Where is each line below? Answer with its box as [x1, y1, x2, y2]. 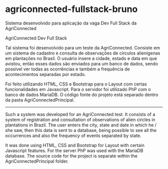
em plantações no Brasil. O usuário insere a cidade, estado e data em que [5, 55, 157, 61]
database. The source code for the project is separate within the [5, 152, 137, 158]
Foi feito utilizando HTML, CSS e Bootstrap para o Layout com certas [5, 81, 147, 87]
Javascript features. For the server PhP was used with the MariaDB [5, 147, 143, 153]
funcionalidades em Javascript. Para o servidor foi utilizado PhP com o [5, 86, 151, 92]
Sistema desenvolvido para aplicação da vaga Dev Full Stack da [5, 20, 137, 26]
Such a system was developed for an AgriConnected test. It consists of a [5, 111, 155, 117]
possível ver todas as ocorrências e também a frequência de [5, 66, 130, 72]
